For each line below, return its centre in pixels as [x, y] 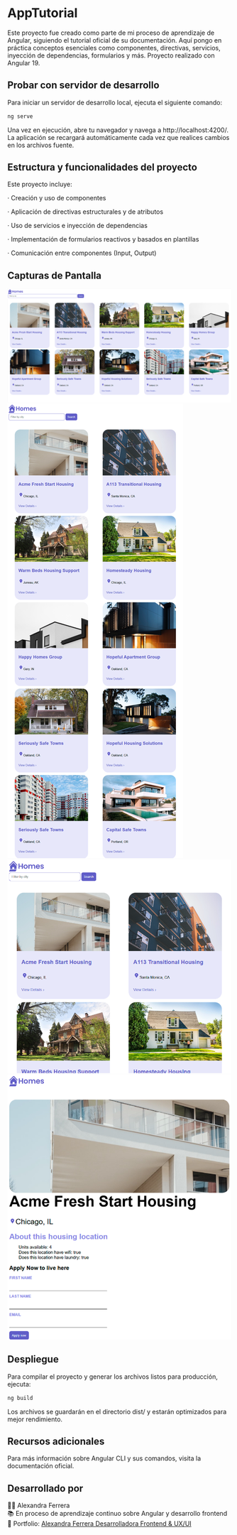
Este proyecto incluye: [40, 184]
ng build [20, 1398]
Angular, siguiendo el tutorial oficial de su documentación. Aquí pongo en [115, 40]
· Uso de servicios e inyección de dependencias [77, 226]
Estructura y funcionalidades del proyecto [102, 167]
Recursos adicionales [56, 1441]
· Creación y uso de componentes [57, 198]
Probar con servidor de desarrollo [83, 86]
